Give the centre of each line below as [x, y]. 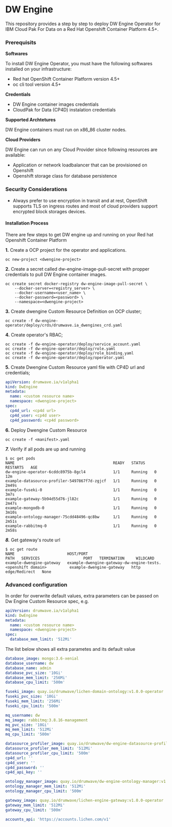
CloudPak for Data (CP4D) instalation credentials [64, 110]
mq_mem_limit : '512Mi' [29, 730]
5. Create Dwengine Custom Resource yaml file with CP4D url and [75, 367]
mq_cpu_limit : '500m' [28, 735]
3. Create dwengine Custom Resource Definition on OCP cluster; [73, 311]
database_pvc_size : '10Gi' [34, 673]
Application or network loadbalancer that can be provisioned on [80, 165]
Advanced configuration [36, 585]
